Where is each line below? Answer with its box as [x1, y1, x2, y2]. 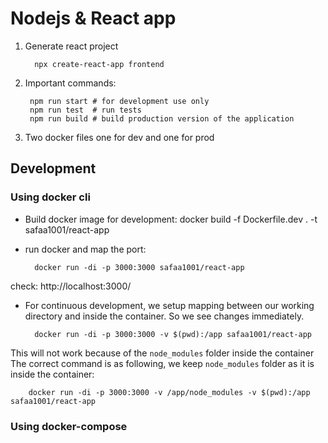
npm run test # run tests [29, 105, 142, 115]
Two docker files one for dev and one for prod [24, 131, 215, 143]
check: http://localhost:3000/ [10, 280, 132, 292]
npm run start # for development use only [29, 96, 210, 106]
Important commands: [24, 77, 117, 89]
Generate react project [24, 40, 119, 52]
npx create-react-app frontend [34, 59, 165, 69]
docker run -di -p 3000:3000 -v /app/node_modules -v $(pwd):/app [28, 387, 311, 397]
